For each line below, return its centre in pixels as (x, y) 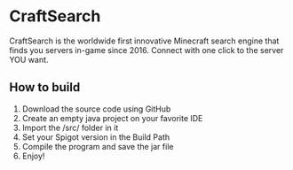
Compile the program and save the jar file (98, 146)
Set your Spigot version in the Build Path (96, 137)
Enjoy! (33, 156)
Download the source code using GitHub (96, 109)
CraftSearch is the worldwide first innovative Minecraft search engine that (144, 41)
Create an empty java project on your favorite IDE (112, 118)
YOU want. (29, 59)
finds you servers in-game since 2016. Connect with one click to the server (146, 50)
